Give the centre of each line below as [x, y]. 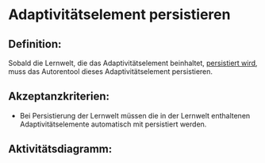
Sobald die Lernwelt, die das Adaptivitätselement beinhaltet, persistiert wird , [133, 63]
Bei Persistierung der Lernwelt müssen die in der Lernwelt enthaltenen [135, 115]
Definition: [35, 44]
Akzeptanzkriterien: [59, 97]
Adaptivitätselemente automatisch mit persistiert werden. [113, 124]
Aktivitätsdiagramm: [60, 149]
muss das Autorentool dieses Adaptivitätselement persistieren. [110, 72]
